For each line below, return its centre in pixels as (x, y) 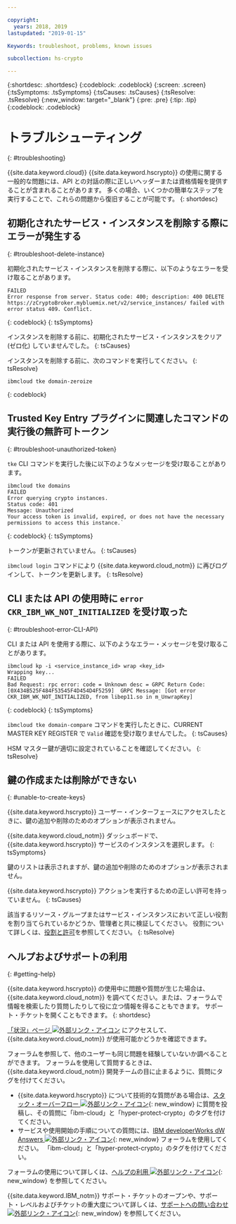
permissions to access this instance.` (66, 522)
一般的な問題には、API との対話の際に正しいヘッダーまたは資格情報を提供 (115, 181)
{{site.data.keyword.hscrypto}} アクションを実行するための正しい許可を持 (114, 891)
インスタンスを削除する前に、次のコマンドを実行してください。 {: (103, 360)
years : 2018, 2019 (41, 26)
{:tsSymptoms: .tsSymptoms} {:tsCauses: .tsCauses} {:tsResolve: (101, 92)
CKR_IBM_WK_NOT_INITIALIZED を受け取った (98, 612)
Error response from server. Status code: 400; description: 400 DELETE (116, 297)
